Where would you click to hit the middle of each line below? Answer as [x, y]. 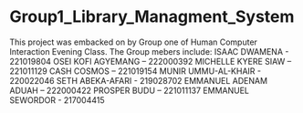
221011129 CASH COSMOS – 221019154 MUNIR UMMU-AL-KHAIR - [136, 71]
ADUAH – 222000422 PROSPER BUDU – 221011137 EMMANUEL [129, 90]
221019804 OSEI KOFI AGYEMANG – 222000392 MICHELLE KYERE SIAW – [151, 61]
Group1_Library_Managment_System [152, 17]
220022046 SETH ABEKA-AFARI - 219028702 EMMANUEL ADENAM [138, 80]
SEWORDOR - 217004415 [57, 100]
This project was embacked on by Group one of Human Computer [134, 42]
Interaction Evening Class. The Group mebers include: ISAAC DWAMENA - [149, 51]
